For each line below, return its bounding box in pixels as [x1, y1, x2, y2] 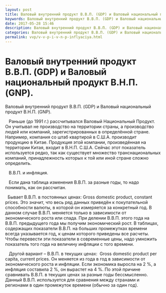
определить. [5, 160, 32, 166]
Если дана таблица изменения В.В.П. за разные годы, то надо [8, 179, 139, 185]
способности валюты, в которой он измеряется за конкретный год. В [5, 204, 152, 210]
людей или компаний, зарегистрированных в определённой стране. [5, 129, 150, 134]
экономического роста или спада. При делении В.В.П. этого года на [5, 215, 150, 221]
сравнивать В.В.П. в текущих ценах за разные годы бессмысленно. [5, 271, 148, 277]
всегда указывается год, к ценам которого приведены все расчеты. [5, 230, 149, 236]
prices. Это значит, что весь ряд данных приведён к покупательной [5, 199, 148, 205]
